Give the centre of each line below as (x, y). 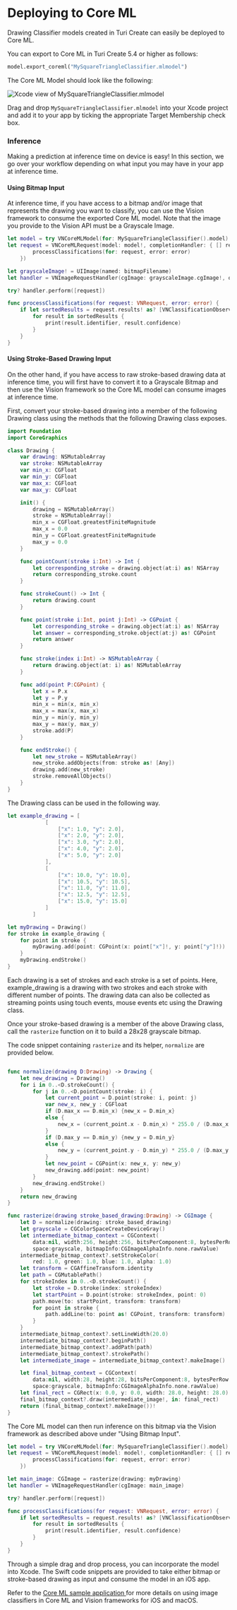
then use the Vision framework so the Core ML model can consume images (117, 389)
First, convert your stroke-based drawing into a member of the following (112, 411)
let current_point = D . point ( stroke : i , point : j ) (121, 1098)
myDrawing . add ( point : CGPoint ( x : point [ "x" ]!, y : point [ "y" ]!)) (129, 947)
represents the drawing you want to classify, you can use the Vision (106, 211)
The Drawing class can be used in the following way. (84, 803)
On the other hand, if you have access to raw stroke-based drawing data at (116, 374)
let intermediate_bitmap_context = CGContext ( (90, 1235)
